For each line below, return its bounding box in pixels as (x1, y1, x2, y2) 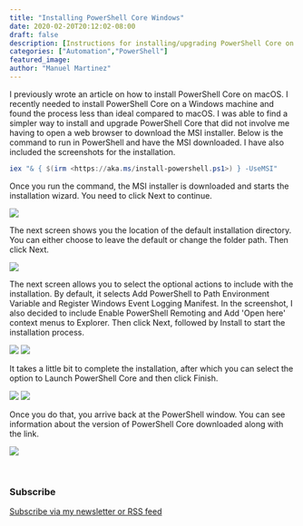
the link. (9, 428, 39, 439)
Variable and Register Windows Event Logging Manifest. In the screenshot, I (9, 297, 293, 308)
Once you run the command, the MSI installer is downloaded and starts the (9, 180, 289, 191)
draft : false (9, 30, 59, 39)
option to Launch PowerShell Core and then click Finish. (9, 373, 219, 384)
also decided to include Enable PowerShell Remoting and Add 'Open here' (9, 307, 286, 318)
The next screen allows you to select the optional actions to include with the (9, 278, 294, 289)
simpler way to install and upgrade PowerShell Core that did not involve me (9, 117, 290, 128)
